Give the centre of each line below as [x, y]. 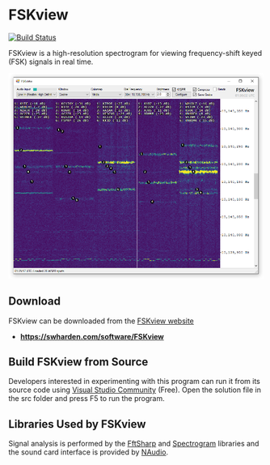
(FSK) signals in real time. [51, 62]
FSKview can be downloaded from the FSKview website [101, 321]
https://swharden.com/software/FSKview [92, 336]
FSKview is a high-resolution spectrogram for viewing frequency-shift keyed [135, 53]
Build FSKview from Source [78, 362]
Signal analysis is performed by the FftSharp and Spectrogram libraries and [134, 444]
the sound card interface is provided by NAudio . [88, 452]
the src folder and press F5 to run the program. [86, 399]
